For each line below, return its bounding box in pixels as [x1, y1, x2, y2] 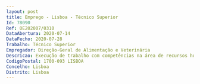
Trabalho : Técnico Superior [6, 42, 76, 48]
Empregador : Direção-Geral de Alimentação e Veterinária [6, 47, 151, 53]
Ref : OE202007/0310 [6, 25, 55, 31]
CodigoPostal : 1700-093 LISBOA [6, 58, 84, 64]
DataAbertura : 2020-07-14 [6, 31, 70, 37]
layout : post [6, 8, 39, 15]
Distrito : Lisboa [6, 69, 49, 75]
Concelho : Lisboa [6, 63, 49, 70]
